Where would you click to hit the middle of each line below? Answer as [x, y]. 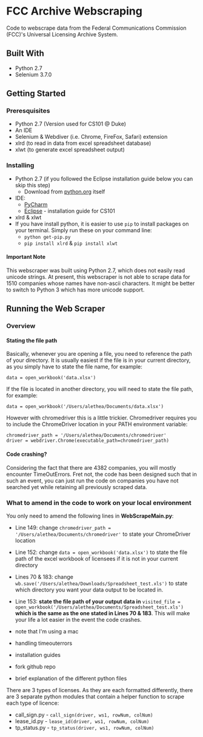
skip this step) [32, 185]
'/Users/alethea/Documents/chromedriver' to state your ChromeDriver [103, 534]
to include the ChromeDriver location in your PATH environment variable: [97, 424]
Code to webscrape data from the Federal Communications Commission [96, 28]
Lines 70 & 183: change [44, 576]
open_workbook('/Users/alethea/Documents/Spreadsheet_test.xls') [99, 607]
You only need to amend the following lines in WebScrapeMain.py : [90, 516]
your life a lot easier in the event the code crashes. [78, 619]
